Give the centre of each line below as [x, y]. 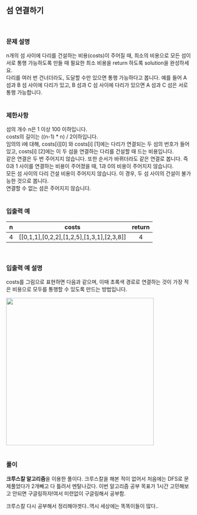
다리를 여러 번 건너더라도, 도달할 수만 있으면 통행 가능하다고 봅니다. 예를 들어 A [97, 78]
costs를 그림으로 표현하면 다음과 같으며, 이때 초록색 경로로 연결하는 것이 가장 [94, 282]
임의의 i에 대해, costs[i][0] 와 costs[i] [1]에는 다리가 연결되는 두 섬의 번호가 [92, 144]
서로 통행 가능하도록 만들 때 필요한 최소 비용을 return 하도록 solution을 [88, 63]
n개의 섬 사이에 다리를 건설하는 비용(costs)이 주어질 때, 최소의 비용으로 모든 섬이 [98, 55]
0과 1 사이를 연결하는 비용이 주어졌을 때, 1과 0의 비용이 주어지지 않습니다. [90, 166]
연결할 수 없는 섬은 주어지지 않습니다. [49, 188]
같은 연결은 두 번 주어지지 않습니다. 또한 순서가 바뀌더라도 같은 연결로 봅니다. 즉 [97, 159]
